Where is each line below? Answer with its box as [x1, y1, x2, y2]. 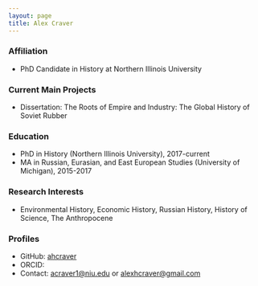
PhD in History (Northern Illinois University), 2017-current [19, 149, 211, 159]
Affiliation [8, 46, 48, 57]
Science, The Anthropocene [19, 213, 113, 223]
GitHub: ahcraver [19, 251, 77, 261]
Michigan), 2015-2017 [19, 166, 92, 176]
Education [8, 131, 50, 142]
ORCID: [19, 259, 45, 269]
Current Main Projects [8, 84, 96, 95]
